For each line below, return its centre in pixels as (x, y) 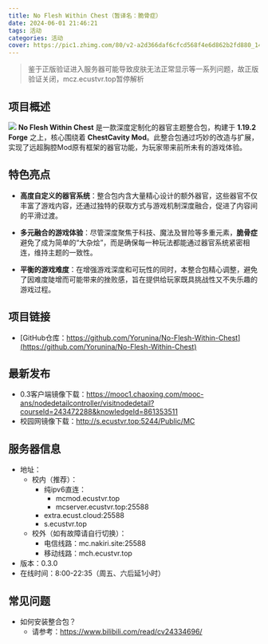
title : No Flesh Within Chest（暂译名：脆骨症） (85, 16)
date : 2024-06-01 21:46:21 (53, 23)
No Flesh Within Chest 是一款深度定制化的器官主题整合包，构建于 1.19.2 (137, 127)
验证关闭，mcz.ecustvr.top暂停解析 (86, 79)
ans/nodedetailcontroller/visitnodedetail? (87, 403)
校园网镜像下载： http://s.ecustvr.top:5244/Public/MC (107, 421)
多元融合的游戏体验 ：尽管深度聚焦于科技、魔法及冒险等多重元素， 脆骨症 (138, 232)
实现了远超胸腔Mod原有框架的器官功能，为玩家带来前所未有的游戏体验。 (128, 147)
